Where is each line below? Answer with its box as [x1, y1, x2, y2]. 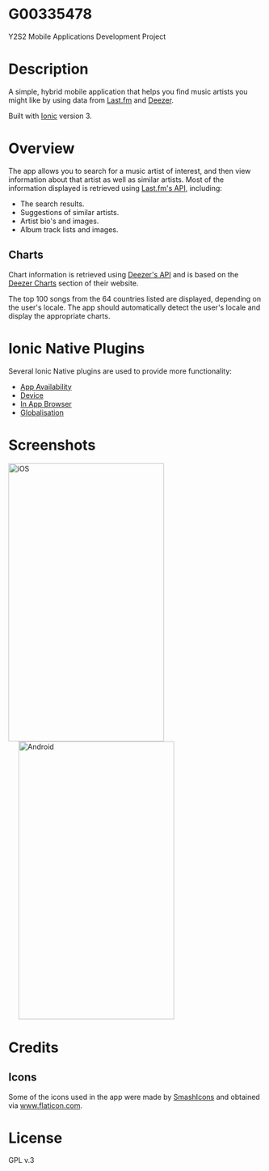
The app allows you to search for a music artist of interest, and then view [8, 166, 251, 175]
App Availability [19, 382, 73, 391]
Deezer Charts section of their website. [8, 278, 139, 288]
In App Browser [19, 399, 73, 408]
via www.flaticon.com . [8, 1101, 83, 1110]
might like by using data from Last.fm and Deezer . [8, 95, 174, 105]
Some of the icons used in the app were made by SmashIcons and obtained [8, 1092, 260, 1101]
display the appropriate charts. [8, 311, 111, 320]
